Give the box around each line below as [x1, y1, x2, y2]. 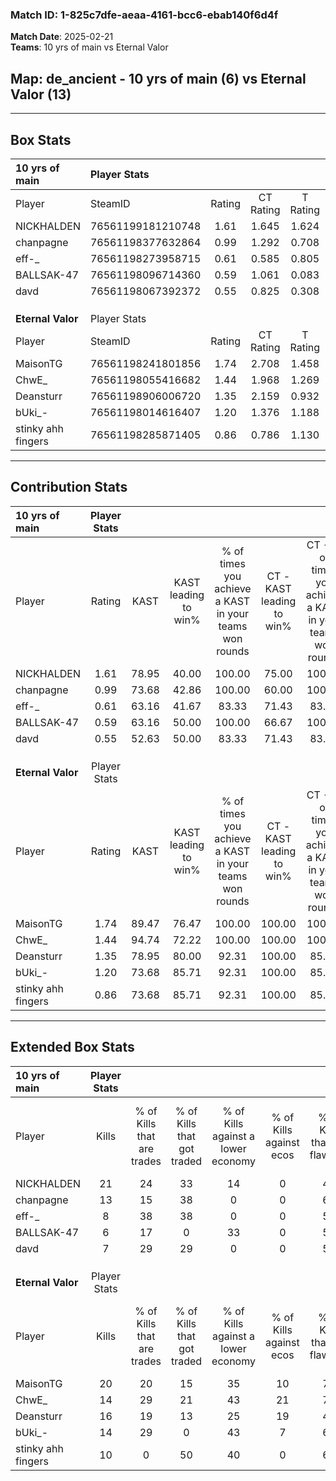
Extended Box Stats [10, 1039, 135, 1056]
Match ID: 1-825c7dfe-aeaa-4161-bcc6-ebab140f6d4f [10, 8, 279, 22]
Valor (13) [10, 86, 72, 103]
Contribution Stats [10, 479, 128, 496]
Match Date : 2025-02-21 [10, 31, 114, 43]
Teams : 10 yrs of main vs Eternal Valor [10, 41, 169, 53]
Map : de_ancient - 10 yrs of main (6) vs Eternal [10, 70, 307, 87]
